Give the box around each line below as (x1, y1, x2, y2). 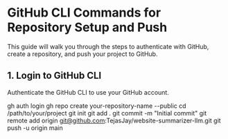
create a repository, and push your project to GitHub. (7, 50, 158, 58)
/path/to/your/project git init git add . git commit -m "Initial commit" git (7, 109, 207, 117)
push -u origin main (7, 123, 64, 132)
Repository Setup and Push (7, 19, 168, 35)
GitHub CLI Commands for (7, 5, 161, 21)
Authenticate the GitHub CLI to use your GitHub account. (7, 88, 170, 96)
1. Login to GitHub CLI (7, 70, 102, 82)
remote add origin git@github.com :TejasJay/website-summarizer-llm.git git (7, 116, 221, 124)
